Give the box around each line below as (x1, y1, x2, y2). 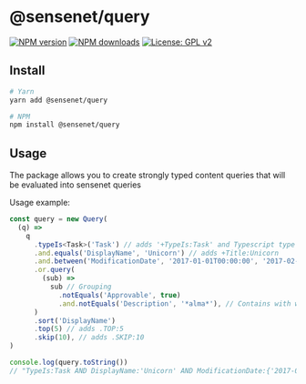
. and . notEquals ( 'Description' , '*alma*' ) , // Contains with (57, 298, 291, 308)
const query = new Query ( (9, 215, 107, 224)
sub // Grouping (49, 282, 112, 292)
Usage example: (9, 197, 71, 208)
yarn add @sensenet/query (9, 96, 107, 105)
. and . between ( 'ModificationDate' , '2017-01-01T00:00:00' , (33, 257, 259, 266)
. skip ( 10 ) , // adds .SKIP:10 (33, 333, 145, 342)
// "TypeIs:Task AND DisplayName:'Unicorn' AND (9, 366, 194, 375)
